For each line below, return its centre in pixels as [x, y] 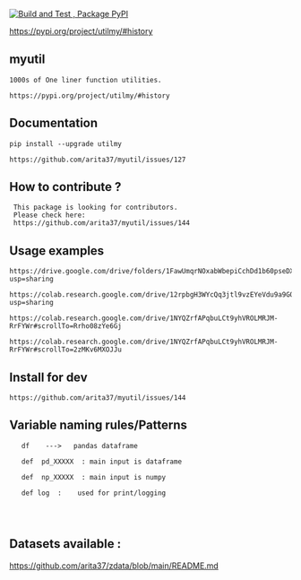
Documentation [54, 123]
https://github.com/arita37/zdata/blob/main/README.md [114, 566]
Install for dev [48, 377]
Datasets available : [65, 544]
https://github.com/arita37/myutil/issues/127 [98, 160]
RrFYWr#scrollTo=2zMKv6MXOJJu [66, 350]
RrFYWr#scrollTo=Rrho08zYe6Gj [66, 326]
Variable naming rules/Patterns [99, 425]
